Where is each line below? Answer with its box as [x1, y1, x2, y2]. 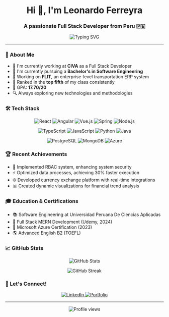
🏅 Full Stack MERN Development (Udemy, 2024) [12, 219, 113, 225]
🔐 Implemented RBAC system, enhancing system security [12, 164, 132, 170]
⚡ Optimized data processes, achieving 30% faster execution [12, 170, 140, 176]
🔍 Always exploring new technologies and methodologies [12, 90, 133, 96]
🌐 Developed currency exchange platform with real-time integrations [12, 177, 155, 183]
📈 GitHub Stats [5, 244, 44, 251]
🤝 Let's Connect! [5, 280, 47, 287]
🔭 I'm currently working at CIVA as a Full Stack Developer [12, 63, 132, 69]
